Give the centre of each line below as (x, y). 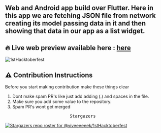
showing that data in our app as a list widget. (75, 31)
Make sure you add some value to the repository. (62, 102)
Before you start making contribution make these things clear (67, 87)
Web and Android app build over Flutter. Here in (79, 8)
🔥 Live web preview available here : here (68, 48)
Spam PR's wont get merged (41, 107)
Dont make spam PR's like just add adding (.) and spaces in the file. (80, 96)
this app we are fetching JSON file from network (80, 16)
